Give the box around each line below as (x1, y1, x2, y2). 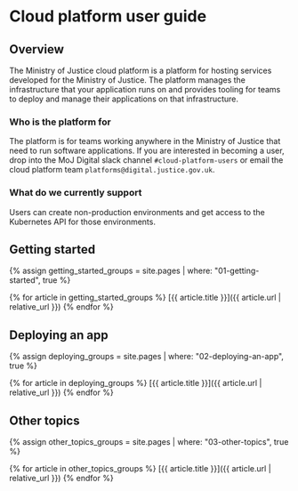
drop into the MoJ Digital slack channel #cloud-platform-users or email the (9, 155, 284, 165)
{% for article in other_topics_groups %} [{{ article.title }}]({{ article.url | (9, 463, 271, 474)
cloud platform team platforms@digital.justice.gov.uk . (9, 165, 215, 175)
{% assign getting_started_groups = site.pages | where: (9, 265, 213, 277)
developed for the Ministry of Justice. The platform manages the (9, 75, 246, 85)
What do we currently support (9, 187, 142, 199)
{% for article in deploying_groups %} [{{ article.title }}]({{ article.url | (9, 378, 262, 389)
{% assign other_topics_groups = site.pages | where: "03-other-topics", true (9, 437, 289, 447)
